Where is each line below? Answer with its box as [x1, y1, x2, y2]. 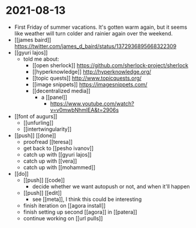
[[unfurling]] [23, 119, 54, 126]
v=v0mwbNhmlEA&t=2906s [50, 106, 119, 113]
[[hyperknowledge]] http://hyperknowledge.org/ [32, 68, 152, 75]
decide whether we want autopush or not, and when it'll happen [32, 182, 190, 190]
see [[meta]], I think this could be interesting [32, 196, 142, 203]
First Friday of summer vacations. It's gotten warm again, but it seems [14, 23, 188, 31]
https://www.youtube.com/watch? [50, 100, 134, 107]
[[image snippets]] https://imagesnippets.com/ [32, 80, 147, 88]
